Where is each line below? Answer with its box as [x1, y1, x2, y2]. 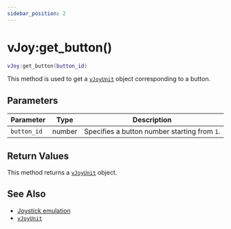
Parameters [7, 94, 58, 107]
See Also [7, 188, 46, 200]
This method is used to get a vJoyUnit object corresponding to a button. [7, 75, 211, 83]
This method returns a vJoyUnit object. [7, 168, 118, 177]
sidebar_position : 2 [7, 10, 67, 17]
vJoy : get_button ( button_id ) [7, 63, 88, 69]
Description [133, 115, 172, 124]
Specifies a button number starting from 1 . [84, 127, 221, 136]
